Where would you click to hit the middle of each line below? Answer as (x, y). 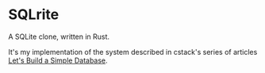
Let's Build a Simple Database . (58, 60)
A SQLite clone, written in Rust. (59, 36)
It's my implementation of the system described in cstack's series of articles (133, 52)
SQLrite (34, 15)
